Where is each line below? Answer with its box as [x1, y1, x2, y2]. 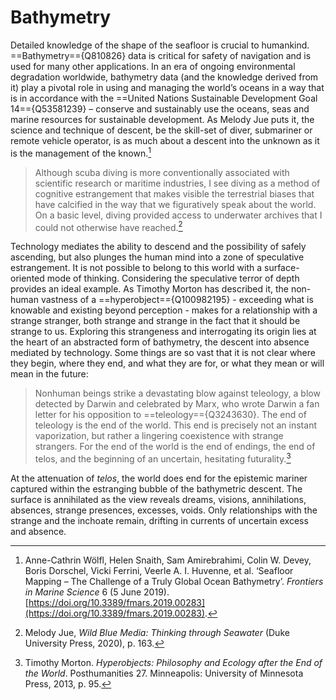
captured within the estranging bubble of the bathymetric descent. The [10, 482, 303, 495]
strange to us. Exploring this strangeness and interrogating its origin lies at [10, 326, 317, 338]
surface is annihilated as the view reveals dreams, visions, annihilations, [10, 493, 307, 505]
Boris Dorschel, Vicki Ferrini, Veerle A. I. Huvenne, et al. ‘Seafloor [24, 564, 294, 576]
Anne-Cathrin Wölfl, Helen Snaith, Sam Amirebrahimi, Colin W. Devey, [24, 554, 312, 566]
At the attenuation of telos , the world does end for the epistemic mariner [10, 472, 308, 484]
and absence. [10, 525, 67, 537]
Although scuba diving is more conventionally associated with [34, 166, 290, 178]
